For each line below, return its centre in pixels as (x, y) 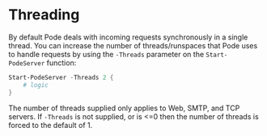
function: (61, 63)
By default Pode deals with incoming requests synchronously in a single (128, 37)
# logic (36, 85)
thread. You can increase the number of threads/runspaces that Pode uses (133, 45)
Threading (44, 15)
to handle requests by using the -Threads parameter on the (106, 54)
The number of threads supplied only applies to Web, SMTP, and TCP (124, 108)
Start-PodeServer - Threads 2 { (61, 77)
